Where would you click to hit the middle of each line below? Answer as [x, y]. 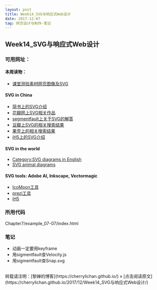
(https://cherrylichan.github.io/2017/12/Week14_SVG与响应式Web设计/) [77, 282]
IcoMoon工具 [25, 187]
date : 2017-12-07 [23, 19]
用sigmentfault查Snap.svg [38, 260]
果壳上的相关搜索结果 [34, 131]
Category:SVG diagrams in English [47, 160]
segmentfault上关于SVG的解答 [43, 119]
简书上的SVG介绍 [30, 106]
